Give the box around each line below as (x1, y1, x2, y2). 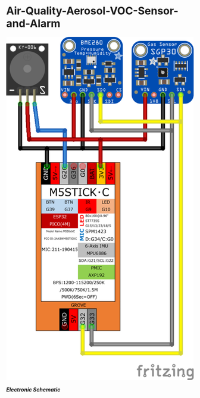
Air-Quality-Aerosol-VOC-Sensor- (6, 4, 179, 18)
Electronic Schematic (6, 386, 61, 393)
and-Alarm (6, 17, 61, 30)
